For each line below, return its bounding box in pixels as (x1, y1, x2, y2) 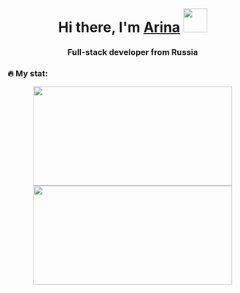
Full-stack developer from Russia (67, 47, 199, 58)
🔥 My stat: (7, 68, 48, 79)
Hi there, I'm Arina (58, 18, 180, 37)
